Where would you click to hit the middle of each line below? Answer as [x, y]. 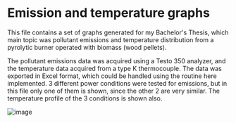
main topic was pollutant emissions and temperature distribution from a [111, 39]
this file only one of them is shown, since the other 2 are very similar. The [114, 91]
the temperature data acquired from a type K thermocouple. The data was [114, 68]
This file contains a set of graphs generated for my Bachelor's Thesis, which [118, 32]
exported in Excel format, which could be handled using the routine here [112, 76]
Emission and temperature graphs [108, 13]
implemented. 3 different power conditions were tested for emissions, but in [117, 83]
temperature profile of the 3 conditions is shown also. [85, 98]
